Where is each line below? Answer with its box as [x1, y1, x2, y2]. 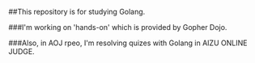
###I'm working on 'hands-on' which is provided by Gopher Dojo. [8, 23, 227, 31]
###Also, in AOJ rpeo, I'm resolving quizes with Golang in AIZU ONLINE [8, 38, 248, 48]
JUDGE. [8, 47, 35, 56]
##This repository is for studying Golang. [8, 7, 146, 16]
